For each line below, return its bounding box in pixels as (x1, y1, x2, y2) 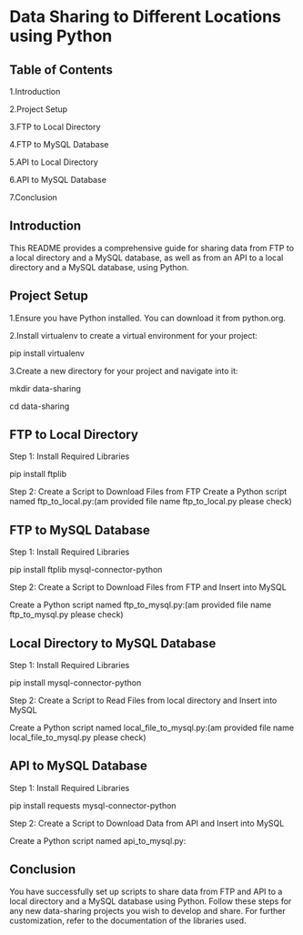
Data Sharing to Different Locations (9, 6, 282, 27)
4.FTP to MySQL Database (9, 139, 109, 149)
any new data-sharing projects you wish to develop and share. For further (9, 905, 286, 916)
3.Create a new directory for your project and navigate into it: (9, 365, 238, 376)
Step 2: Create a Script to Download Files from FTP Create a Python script (9, 486, 288, 497)
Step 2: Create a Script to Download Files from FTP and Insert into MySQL (9, 582, 287, 593)
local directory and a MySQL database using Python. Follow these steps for (9, 895, 292, 907)
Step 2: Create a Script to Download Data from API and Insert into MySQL (9, 818, 285, 828)
